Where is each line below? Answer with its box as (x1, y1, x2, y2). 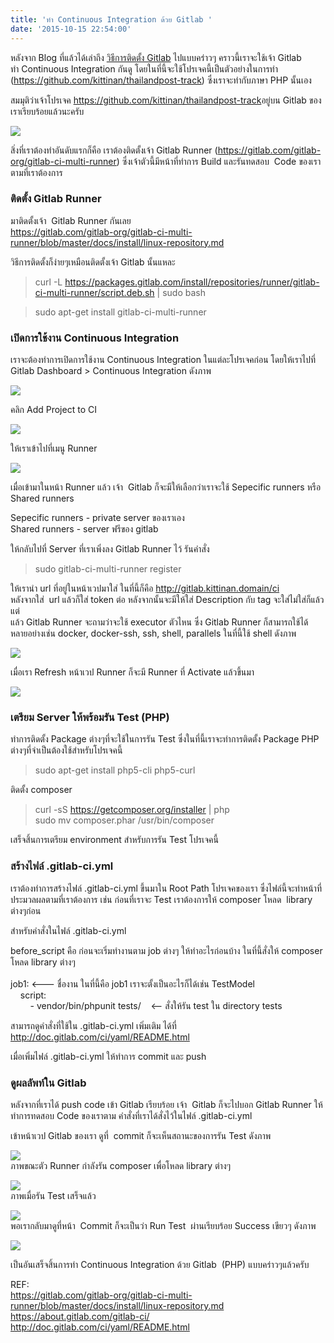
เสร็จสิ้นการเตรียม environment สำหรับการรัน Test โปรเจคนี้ (10, 834, 219, 846)
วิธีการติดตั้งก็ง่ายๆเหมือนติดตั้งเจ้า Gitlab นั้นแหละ (10, 256, 176, 268)
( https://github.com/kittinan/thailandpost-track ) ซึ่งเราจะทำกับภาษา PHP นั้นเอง (10, 74, 312, 86)
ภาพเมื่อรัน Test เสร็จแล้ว (10, 1189, 97, 1201)
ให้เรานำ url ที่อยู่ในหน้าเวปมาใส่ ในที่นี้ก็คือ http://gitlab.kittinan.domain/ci (10, 582, 280, 595)
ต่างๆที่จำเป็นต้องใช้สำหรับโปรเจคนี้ (10, 744, 123, 756)
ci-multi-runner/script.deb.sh (34, 286, 155, 298)
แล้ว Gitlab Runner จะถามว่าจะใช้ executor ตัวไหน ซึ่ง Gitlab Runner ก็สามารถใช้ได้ (10, 616, 309, 628)
